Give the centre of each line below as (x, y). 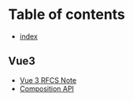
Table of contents (67, 15)
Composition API (47, 88)
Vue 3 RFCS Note (48, 80)
